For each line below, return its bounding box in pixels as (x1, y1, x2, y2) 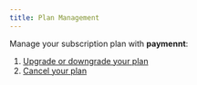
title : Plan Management (9, 13, 100, 23)
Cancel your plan (22, 65, 88, 76)
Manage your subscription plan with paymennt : (9, 38, 189, 49)
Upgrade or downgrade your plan (22, 55, 149, 66)
